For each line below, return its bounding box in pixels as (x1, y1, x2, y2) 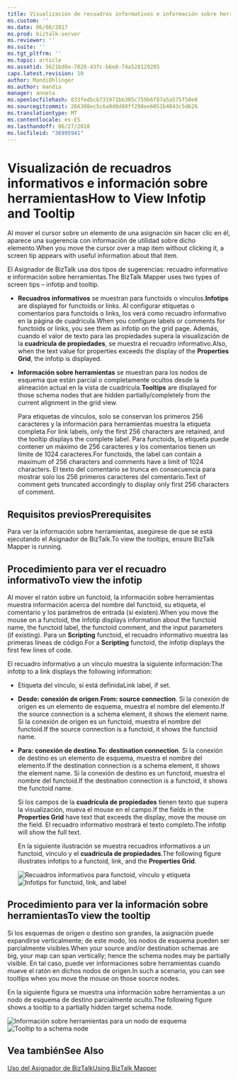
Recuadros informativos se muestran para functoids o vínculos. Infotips (17, 294, 229, 303)
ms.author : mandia (7, 83, 62, 90)
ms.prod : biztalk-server (7, 30, 81, 38)
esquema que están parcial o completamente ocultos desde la (17, 376, 200, 385)
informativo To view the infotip (7, 574, 143, 586)
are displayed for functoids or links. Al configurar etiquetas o (17, 301, 195, 310)
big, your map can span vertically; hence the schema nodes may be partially (7, 951, 230, 960)
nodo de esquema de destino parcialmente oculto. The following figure (7, 995, 212, 1004)
